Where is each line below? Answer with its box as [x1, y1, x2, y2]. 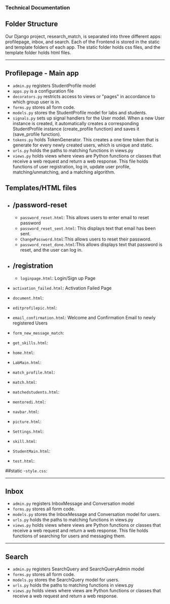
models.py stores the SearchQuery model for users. [12, 577, 120, 583]
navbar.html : [12, 408, 39, 414]
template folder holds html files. [5, 49, 71, 55]
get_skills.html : [12, 340, 49, 346]
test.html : [12, 458, 35, 464]
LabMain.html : [12, 359, 41, 365]
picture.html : [12, 418, 41, 425]
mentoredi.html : [12, 399, 47, 405]
